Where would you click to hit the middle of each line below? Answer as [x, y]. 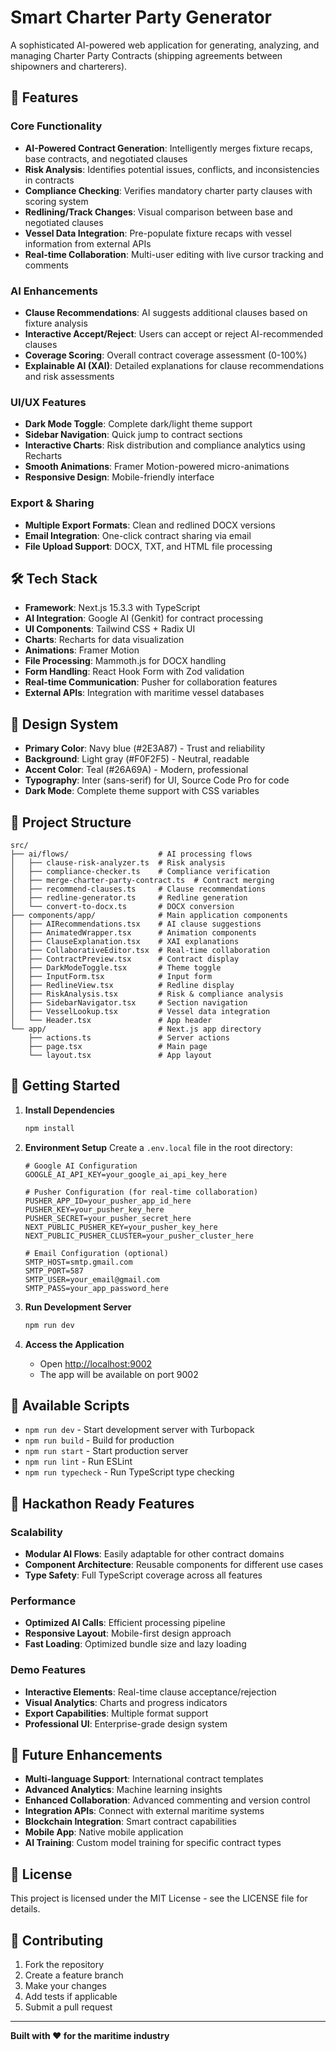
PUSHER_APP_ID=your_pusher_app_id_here [108, 1201]
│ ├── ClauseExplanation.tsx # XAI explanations [125, 941]
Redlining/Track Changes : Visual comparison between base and [158, 212]
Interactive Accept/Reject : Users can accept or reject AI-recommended [174, 333]
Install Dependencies [69, 1110]
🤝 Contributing [57, 1940]
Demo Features [48, 1670]
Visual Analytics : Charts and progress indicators [126, 1702]
